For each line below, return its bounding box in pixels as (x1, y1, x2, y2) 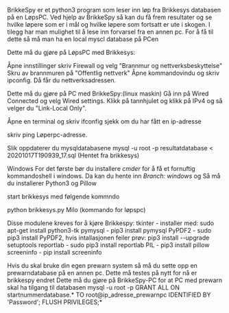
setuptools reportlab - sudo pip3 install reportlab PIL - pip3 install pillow (7, 241, 210, 249)
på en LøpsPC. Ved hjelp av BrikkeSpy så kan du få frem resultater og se (7, 13, 213, 21)
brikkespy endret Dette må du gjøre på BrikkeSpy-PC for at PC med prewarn (7, 276, 223, 284)
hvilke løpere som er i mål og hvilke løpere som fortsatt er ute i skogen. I (7, 21, 210, 28)
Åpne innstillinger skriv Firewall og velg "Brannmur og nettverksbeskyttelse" (7, 62, 223, 69)
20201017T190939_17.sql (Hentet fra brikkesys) (7, 151, 140, 159)
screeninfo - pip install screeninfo (7, 248, 102, 256)
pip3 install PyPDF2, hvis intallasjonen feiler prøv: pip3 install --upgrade (7, 233, 210, 242)
